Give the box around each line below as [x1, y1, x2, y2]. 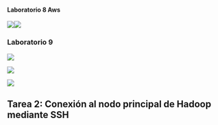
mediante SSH [7, 109, 70, 120]
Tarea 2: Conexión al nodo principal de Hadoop [7, 98, 211, 110]
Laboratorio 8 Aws [7, 5, 60, 14]
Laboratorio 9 [7, 38, 53, 47]
